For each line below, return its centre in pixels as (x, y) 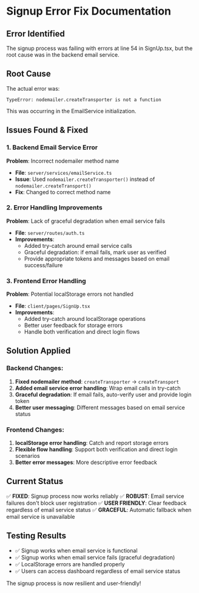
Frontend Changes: (35, 429)
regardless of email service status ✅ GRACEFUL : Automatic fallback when (99, 510)
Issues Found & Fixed (47, 130)
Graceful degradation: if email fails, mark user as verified (95, 252)
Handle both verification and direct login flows (82, 332)
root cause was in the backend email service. (63, 55)
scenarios (28, 456)
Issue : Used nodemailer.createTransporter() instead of (85, 179)
